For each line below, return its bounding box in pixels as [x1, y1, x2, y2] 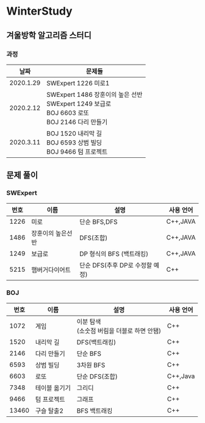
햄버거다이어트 [31, 265, 71, 274]
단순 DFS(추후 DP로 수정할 [79, 261, 153, 269]
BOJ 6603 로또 [46, 108, 90, 117]
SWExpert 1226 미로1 [46, 79, 110, 87]
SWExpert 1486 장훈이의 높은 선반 [46, 90, 143, 99]
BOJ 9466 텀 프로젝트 [46, 148, 108, 156]
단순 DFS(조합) [76, 372, 118, 380]
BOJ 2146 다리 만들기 [46, 118, 108, 126]
